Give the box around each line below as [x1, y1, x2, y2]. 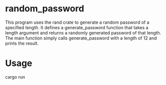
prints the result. [5, 40, 39, 46]
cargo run [5, 74, 25, 80]
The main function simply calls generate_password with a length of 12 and [5, 35, 157, 41]
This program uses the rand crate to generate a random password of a [5, 19, 150, 25]
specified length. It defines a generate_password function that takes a [5, 24, 149, 30]
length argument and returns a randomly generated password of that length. [5, 30, 162, 36]
